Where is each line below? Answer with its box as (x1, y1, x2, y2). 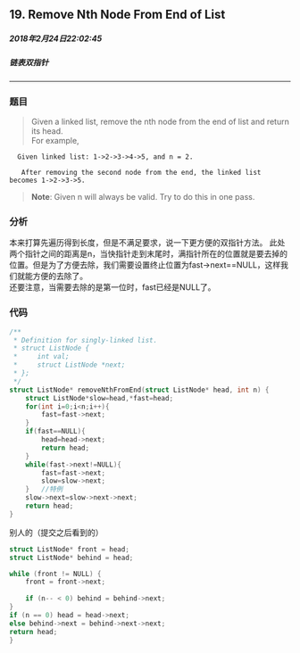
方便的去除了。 (32, 271, 87, 282)
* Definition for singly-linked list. (12, 335, 158, 344)
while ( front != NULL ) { (9, 569, 102, 578)
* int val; (12, 352, 70, 361)
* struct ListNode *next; (12, 360, 126, 369)
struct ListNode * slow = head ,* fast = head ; (25, 393, 174, 402)
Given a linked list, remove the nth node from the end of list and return (30, 116, 290, 128)
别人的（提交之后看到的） (9, 526, 104, 538)
